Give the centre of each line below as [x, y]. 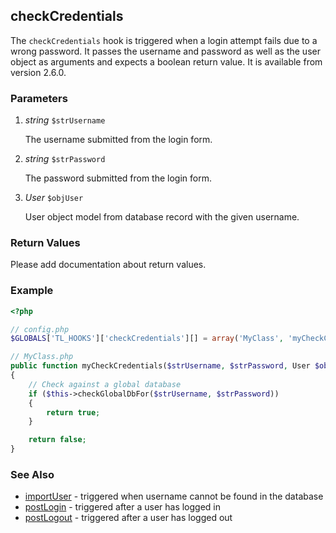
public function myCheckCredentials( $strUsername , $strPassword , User [160, 366]
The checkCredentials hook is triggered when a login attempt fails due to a [164, 40]
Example [32, 291]
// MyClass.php [42, 357]
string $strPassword [65, 159]
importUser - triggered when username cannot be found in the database [174, 496]
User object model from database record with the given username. [162, 217]
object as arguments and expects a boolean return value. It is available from [166, 61]
